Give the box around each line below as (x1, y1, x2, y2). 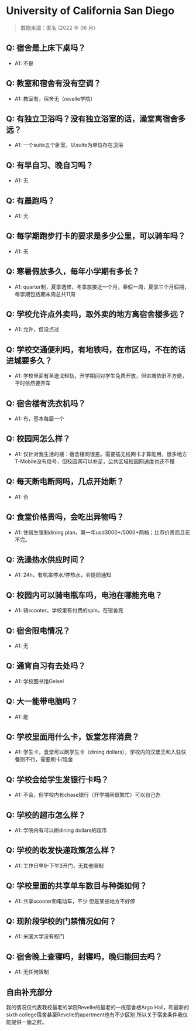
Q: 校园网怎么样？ (6, 434, 71, 444)
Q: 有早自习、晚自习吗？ (6, 160, 94, 170)
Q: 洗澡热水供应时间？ (6, 554, 86, 564)
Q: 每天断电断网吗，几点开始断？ (6, 477, 125, 487)
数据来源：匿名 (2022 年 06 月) (20, 24, 95, 31)
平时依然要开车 (14, 379, 51, 387)
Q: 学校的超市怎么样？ (6, 810, 86, 820)
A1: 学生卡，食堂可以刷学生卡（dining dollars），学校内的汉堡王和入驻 (14, 748, 181, 756)
